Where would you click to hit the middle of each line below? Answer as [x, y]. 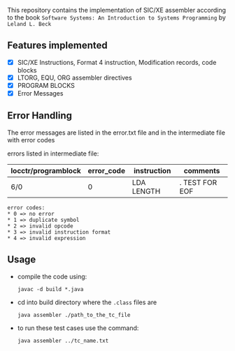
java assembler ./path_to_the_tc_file [74, 315]
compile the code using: [52, 276]
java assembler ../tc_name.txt [63, 341]
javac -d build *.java [50, 289]
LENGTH [146, 191]
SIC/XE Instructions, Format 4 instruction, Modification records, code [117, 62]
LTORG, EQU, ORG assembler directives [74, 77]
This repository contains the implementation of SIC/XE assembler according [116, 10]
